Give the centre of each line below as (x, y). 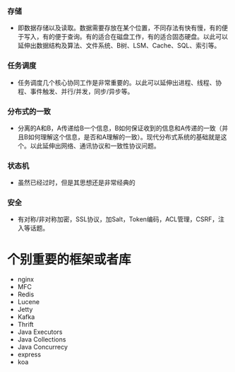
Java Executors (40, 332)
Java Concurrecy (43, 347)
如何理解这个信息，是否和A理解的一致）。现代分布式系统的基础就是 (124, 136)
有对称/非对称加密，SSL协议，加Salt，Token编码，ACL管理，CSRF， (118, 219)
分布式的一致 (29, 111)
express (29, 354)
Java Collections (42, 339)
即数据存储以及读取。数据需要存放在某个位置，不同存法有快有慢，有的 (120, 28)
